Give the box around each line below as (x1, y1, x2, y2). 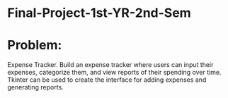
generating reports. (7, 83, 64, 92)
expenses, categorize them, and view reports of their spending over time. (7, 68, 222, 77)
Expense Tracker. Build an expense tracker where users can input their (7, 61, 214, 69)
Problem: (7, 37, 62, 54)
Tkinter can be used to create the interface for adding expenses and (7, 75, 207, 84)
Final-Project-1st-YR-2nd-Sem (7, 5, 191, 21)
